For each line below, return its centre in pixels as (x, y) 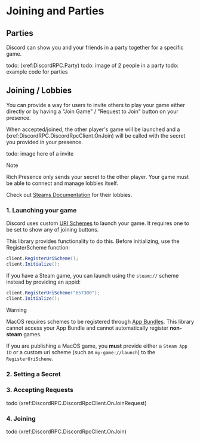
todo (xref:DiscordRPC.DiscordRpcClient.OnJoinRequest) (76, 403)
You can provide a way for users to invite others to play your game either (96, 105)
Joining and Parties (55, 11)
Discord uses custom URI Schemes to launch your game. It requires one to (98, 223)
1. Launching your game (41, 210)
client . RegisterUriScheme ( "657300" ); (53, 293)
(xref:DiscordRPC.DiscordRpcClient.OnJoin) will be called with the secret (96, 135)
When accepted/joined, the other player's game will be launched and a (93, 129)
